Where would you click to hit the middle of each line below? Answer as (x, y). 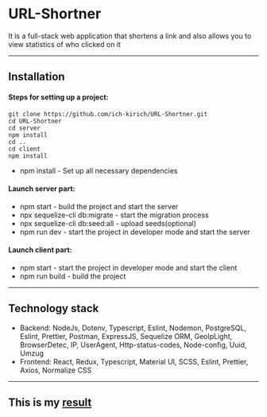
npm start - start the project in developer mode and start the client (128, 267)
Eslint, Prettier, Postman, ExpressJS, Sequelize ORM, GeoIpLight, (126, 336)
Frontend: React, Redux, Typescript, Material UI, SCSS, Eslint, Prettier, (134, 361)
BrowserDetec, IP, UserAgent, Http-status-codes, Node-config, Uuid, (133, 345)
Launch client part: (40, 250)
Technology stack (54, 308)
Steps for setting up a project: (58, 97)
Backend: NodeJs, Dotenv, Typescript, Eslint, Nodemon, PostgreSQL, (133, 328)
